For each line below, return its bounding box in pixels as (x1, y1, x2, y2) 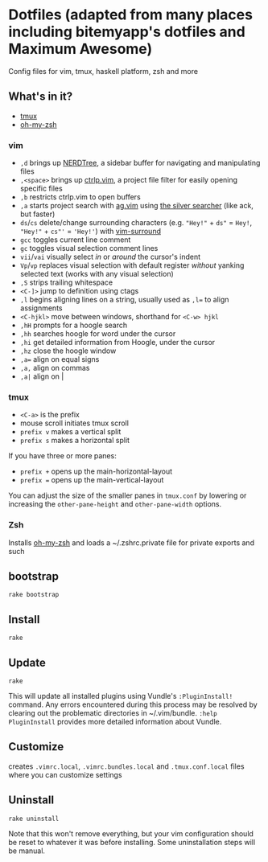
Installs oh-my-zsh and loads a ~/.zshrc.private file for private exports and (8, 537, 255, 548)
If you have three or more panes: (8, 451, 117, 461)
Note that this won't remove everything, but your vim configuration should (8, 828, 254, 838)
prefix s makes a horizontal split (19, 436, 130, 445)
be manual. (8, 846, 46, 856)
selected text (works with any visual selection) (19, 269, 175, 279)
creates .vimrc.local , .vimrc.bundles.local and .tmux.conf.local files (8, 761, 245, 771)
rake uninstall (8, 815, 60, 823)
